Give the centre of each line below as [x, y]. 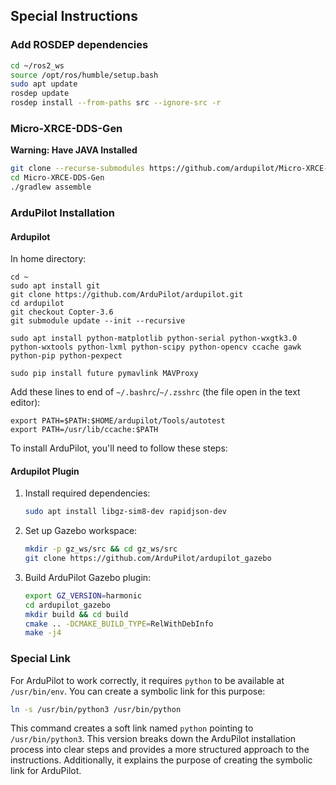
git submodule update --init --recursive [98, 321]
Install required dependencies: [87, 493]
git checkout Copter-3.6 [62, 312]
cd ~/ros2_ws [37, 65]
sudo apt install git [55, 286]
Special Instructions [74, 16]
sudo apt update [44, 84]
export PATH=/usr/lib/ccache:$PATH [84, 430]
